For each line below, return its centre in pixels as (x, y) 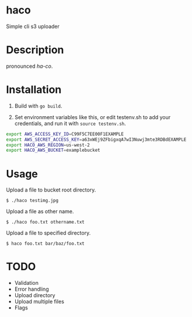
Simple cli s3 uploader (33, 26)
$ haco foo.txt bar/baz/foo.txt (45, 244)
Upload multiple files (39, 302)
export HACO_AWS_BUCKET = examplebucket (53, 150)
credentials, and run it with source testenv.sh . (70, 123)
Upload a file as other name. (40, 211)
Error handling (32, 289)
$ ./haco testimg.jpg (32, 201)
